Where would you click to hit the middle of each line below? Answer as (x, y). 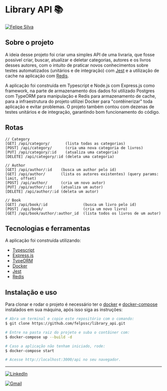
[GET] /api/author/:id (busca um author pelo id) (61, 170)
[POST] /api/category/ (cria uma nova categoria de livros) (74, 148)
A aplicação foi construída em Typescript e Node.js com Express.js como (80, 85)
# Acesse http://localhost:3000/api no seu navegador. (63, 360)
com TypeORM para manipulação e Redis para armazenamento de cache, (81, 96)
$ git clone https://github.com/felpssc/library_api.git (65, 324)
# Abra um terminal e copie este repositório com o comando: (70, 319)
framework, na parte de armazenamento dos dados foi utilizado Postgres (80, 91)
